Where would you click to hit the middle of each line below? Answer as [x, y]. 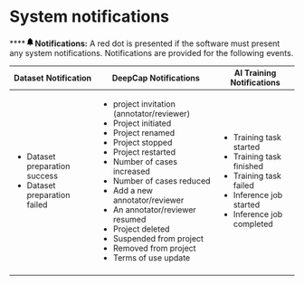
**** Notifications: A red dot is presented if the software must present [145, 43]
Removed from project [154, 248]
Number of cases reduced [161, 180]
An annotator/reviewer [154, 209]
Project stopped [142, 142]
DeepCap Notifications [156, 78]
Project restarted [144, 152]
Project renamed [144, 132]
